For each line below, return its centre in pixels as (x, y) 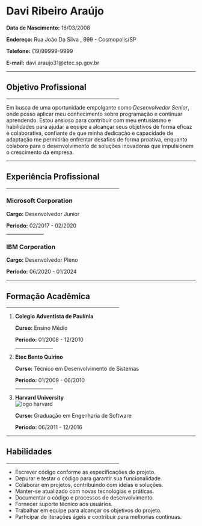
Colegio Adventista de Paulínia (54, 316)
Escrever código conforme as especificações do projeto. (85, 472)
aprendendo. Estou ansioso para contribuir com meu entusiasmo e (89, 120)
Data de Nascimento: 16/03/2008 (48, 28)
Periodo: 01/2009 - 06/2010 (50, 380)
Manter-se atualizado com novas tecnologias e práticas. (84, 491)
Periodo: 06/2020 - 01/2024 (41, 271)
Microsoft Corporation (40, 201)
